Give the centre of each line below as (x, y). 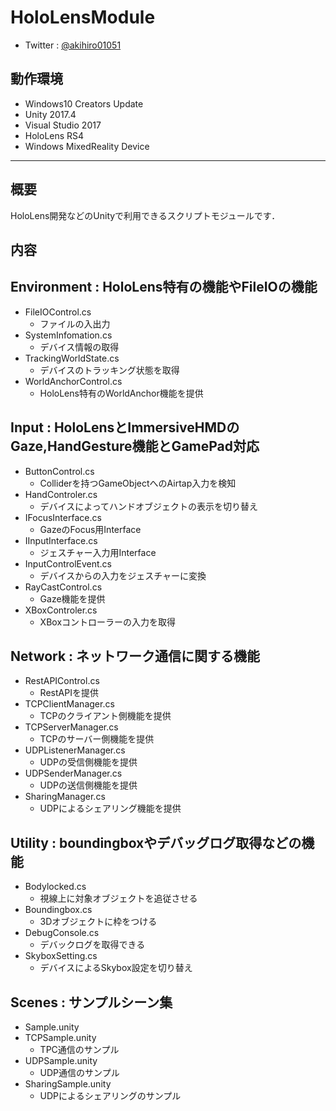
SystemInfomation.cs (68, 335)
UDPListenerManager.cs (75, 750)
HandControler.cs (61, 494)
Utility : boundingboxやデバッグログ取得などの (156, 842)
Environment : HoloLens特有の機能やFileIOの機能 (164, 287)
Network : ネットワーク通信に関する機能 (135, 656)
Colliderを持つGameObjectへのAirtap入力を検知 (138, 483)
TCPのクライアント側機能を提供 (105, 716)
